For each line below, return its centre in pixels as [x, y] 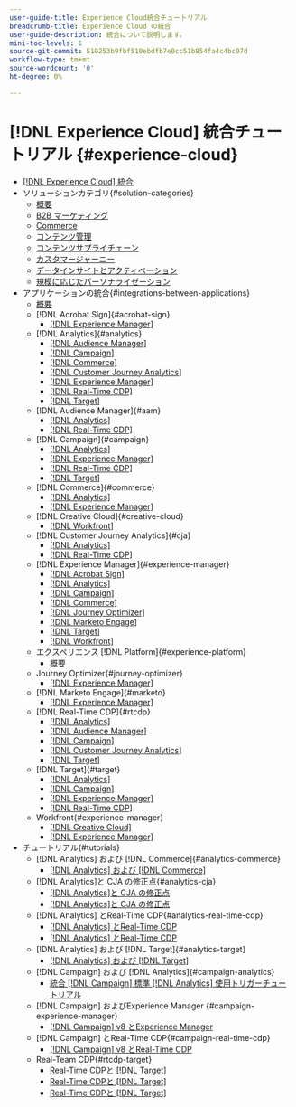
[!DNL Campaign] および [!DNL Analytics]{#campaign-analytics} [155, 971]
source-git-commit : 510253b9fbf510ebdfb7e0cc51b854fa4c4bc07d [129, 52]
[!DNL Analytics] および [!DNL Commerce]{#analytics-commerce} [158, 858]
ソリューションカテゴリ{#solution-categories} [108, 193]
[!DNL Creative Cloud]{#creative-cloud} [110, 516]
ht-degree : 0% [36, 77]
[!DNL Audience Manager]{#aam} [98, 410]
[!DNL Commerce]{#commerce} [95, 487]
